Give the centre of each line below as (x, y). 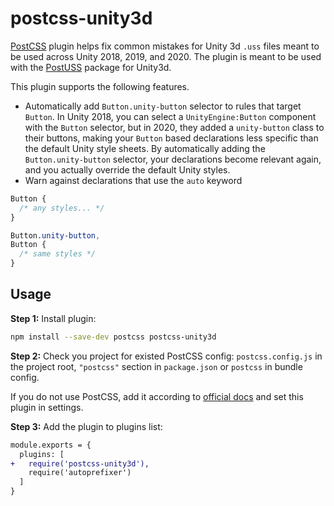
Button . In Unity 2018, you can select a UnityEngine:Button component (170, 116)
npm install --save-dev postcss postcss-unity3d (113, 337)
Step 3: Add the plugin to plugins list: (86, 426)
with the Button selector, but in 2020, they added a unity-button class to (174, 127)
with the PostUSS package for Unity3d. (91, 67)
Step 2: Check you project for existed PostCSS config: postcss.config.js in (166, 356)
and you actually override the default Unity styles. (127, 169)
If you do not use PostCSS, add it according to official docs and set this (157, 396)
